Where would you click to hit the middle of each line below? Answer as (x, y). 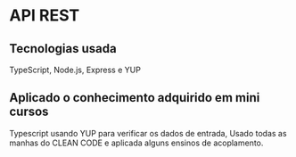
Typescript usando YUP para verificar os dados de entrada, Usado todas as (148, 133)
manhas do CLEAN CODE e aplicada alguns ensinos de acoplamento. (136, 143)
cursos (29, 112)
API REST (45, 16)
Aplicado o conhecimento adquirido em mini (135, 98)
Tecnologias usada (63, 49)
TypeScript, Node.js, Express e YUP (75, 70)
